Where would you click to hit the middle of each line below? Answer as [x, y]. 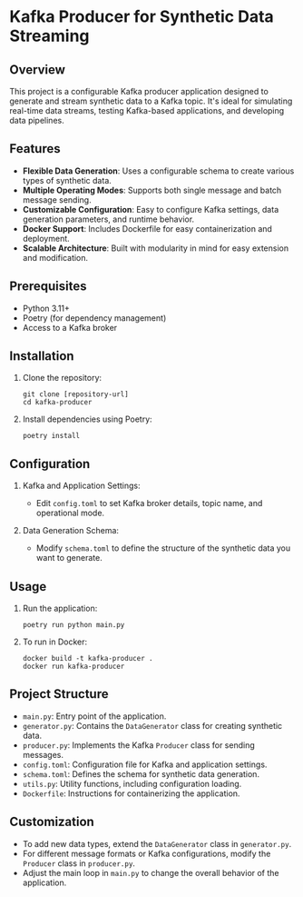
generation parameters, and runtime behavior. [108, 219]
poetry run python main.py [73, 625]
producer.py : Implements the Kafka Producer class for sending [139, 745]
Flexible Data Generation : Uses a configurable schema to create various [158, 171]
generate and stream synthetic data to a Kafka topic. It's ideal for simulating [151, 101]
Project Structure [59, 694]
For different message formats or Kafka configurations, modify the [147, 853]
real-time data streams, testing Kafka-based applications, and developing [147, 110]
